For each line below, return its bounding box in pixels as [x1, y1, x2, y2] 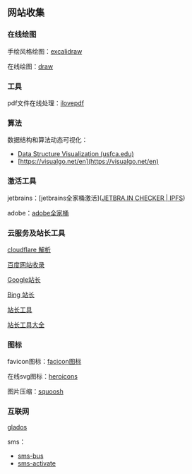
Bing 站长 [7, 290, 35, 299]
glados [7, 423, 28, 432]
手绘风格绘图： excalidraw [7, 47, 83, 55]
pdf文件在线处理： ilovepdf [7, 98, 85, 107]
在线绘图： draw [7, 62, 54, 71]
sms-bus [17, 451, 44, 461]
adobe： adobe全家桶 [7, 208, 69, 217]
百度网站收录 [7, 260, 44, 268]
